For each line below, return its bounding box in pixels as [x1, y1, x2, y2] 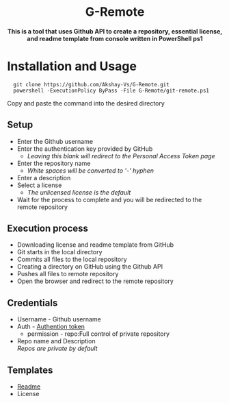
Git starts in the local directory [16, 248, 103, 256]
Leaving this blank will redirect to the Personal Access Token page [27, 151, 215, 160]
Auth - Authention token [16, 323, 85, 331]
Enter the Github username [16, 137, 94, 145]
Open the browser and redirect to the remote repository [16, 277, 174, 285]
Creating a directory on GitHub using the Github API [16, 262, 163, 271]
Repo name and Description [16, 337, 96, 345]
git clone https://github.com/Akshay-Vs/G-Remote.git [13, 81, 170, 88]
